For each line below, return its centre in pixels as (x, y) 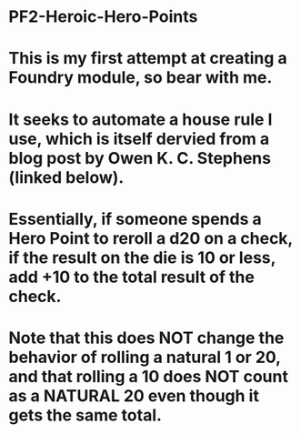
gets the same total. (85, 415)
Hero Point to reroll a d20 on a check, (150, 238)
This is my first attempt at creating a (148, 59)
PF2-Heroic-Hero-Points (103, 17)
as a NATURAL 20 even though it (134, 395)
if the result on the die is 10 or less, (142, 257)
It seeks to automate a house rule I (140, 119)
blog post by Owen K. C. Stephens (140, 158)
